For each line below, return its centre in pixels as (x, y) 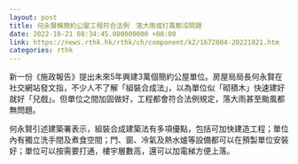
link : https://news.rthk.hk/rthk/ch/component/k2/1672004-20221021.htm (144, 42)
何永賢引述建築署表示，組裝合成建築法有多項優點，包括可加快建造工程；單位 (149, 129)
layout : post (33, 17)
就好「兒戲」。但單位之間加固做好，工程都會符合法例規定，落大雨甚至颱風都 (147, 99)
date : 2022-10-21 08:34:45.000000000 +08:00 (93, 34)
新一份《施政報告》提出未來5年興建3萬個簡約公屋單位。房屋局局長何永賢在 (146, 77)
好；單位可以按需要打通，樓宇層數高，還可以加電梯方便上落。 (122, 151)
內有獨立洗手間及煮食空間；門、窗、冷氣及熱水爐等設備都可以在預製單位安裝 (149, 140)
